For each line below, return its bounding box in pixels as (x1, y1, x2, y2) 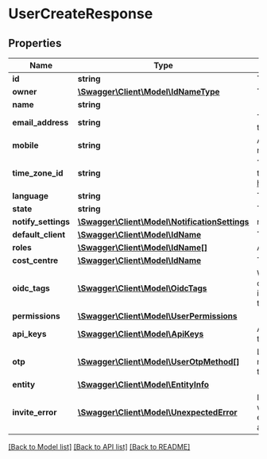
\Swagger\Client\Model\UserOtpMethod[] (77, 357, 240, 367)
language (12, 191, 49, 201)
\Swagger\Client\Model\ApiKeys (77, 329, 204, 339)
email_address (12, 117, 69, 128)
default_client (12, 229, 66, 240)
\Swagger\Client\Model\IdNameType (77, 87, 220, 97)
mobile (12, 140, 39, 151)
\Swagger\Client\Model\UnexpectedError (77, 407, 238, 418)
